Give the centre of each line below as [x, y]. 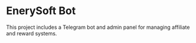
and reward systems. [32, 33]
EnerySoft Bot [41, 11]
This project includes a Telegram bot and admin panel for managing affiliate [98, 27]
